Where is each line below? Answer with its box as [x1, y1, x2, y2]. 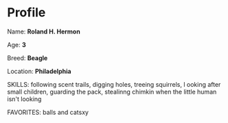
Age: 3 [7, 40, 26, 49]
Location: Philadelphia [7, 67, 71, 75]
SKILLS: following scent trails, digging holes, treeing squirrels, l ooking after [7, 80, 221, 88]
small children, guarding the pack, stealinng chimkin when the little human [7, 87, 217, 96]
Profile [7, 5, 46, 20]
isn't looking [7, 94, 42, 103]
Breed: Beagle [7, 53, 48, 62]
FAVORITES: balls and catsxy [7, 108, 89, 116]
